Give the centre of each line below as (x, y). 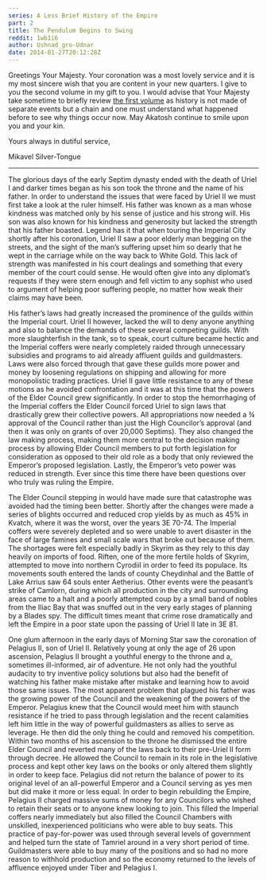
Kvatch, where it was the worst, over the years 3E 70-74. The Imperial (122, 523)
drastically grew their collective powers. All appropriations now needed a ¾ (132, 415)
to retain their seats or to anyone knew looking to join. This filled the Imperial (133, 808)
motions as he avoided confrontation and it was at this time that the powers (132, 389)
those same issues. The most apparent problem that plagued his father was (132, 690)
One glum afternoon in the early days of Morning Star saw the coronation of (132, 640)
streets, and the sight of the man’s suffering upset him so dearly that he (125, 247)
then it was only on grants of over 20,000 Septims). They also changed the (131, 431)
